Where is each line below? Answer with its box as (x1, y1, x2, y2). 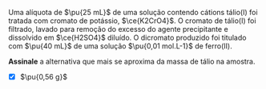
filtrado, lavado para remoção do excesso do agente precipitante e (8, 25, 228, 33)
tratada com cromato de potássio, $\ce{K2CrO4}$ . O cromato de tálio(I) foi (8, 16, 256, 25)
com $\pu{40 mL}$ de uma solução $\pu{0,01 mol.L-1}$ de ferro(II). (8, 41, 232, 51)
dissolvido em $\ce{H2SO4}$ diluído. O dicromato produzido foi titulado (8, 33, 247, 42)
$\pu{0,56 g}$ (19, 72, 68, 81)
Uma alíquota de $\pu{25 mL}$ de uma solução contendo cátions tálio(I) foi (8, 8, 258, 17)
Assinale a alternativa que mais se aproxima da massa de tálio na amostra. (8, 56, 256, 66)
